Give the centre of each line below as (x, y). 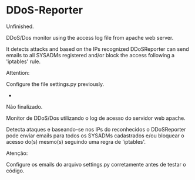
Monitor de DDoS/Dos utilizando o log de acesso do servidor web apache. (96, 118)
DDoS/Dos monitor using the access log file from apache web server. (90, 37)
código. (15, 171)
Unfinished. (20, 26)
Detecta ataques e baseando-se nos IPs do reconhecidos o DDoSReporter (96, 129)
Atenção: (17, 153)
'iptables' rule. (23, 61)
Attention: (18, 72)
